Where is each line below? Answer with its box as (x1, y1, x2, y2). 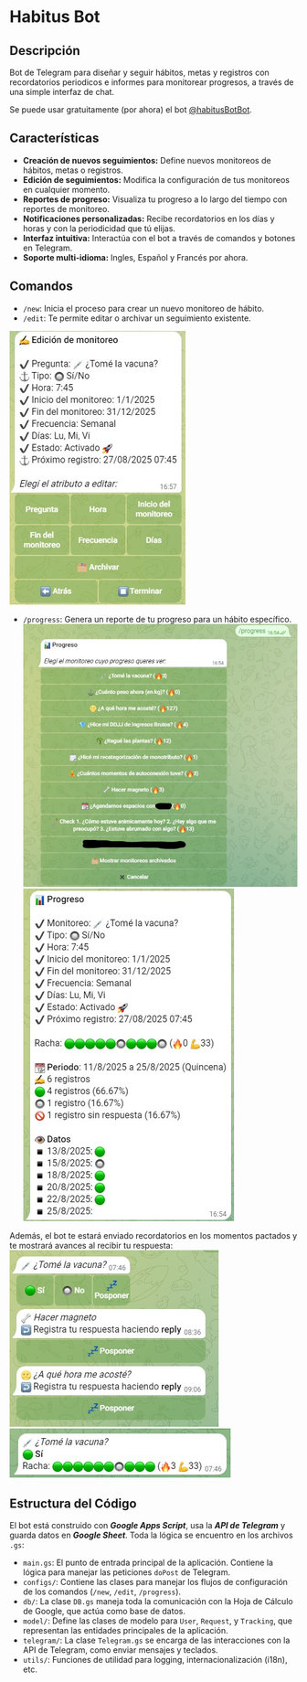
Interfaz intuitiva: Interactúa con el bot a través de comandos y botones (22, 232, 296, 243)
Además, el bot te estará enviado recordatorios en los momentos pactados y (9, 1230, 298, 1241)
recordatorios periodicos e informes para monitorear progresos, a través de (9, 77, 294, 88)
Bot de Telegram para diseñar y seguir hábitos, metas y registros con (9, 67, 270, 78)
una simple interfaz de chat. (9, 87, 115, 97)
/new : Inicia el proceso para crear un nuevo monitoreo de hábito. (22, 303, 265, 314)
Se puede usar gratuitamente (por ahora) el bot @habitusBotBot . (9, 104, 253, 115)
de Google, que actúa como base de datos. (22, 1605, 185, 1616)
